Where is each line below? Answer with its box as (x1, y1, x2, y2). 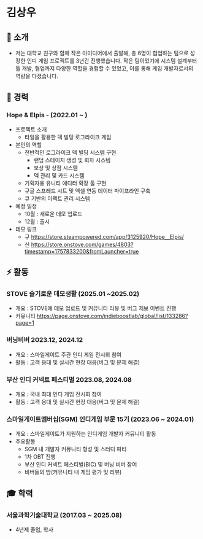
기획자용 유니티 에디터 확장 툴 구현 (24, 179, 107, 187)
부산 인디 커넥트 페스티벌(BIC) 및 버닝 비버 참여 (24, 461, 137, 468)
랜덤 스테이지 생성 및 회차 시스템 (33, 156, 111, 163)
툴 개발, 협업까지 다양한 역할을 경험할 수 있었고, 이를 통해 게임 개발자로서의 (15, 65, 194, 72)
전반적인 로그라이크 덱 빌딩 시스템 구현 (24, 149, 117, 156)
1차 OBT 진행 (24, 453, 56, 460)
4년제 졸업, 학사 (15, 525, 54, 533)
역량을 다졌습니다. (15, 72, 58, 80)
